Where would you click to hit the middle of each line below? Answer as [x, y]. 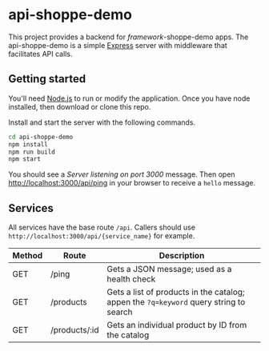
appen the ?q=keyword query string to [176, 302]
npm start [25, 159]
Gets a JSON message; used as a [169, 269]
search [120, 312]
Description [182, 256]
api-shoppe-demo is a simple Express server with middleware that [118, 45]
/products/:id [75, 330]
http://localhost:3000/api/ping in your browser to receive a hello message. [132, 183]
